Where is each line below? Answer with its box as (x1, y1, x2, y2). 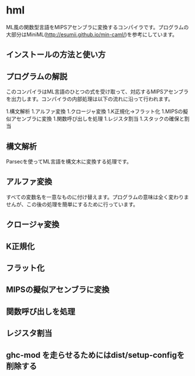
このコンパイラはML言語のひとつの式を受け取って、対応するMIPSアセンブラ (6, 88, 189, 95)
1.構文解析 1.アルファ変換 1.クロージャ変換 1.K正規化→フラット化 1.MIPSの (6, 108, 183, 115)
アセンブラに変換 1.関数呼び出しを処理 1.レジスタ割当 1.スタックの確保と (11, 115, 185, 122)
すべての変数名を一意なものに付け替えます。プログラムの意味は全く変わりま (6, 193, 189, 200)
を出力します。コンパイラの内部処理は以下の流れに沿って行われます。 (6, 95, 173, 102)
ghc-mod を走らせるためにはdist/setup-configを (6, 350, 185, 360)
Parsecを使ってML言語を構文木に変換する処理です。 (6, 158, 133, 165)
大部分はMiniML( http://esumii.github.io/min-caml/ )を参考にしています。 (6, 30, 178, 38)
